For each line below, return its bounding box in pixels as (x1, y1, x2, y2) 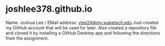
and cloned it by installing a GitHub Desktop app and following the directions (5, 30, 161, 36)
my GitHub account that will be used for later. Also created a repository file (5, 24, 157, 30)
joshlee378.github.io (5, 3, 92, 15)
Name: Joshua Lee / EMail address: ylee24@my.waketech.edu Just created (5, 20, 159, 25)
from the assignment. (5, 35, 49, 41)
